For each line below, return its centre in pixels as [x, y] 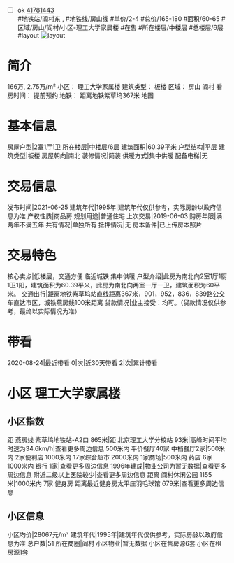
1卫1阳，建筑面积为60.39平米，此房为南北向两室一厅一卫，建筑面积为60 [111, 285]
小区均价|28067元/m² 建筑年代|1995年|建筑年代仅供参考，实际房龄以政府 [112, 534]
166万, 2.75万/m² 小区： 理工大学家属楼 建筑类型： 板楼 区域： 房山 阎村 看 [115, 86]
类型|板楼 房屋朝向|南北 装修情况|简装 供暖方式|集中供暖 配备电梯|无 [110, 155]
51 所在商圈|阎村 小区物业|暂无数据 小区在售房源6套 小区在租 [135, 543]
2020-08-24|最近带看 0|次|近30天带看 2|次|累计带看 [83, 362]
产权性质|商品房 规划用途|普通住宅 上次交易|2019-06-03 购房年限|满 [124, 215]
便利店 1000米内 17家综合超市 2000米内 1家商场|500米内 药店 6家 [119, 457]
